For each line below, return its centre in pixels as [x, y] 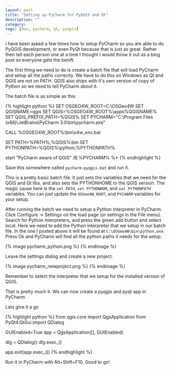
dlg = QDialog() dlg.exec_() [34, 342]
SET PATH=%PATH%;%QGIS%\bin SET [47, 142]
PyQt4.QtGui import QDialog [35, 322]
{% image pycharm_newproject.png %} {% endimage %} [65, 266]
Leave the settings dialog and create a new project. [59, 256]
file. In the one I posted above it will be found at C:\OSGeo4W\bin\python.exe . [85, 231]
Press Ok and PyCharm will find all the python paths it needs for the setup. [84, 237]
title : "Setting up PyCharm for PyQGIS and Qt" [57, 15]
